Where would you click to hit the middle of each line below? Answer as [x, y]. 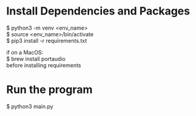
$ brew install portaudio [36, 59]
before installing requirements [44, 65]
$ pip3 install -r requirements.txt [47, 40]
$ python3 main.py [30, 106]
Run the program [49, 90]
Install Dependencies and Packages [98, 11]
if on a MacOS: [25, 52]
